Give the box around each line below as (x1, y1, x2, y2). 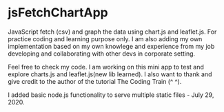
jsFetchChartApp (8, 5, 109, 21)
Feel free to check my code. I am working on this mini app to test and (8, 63, 204, 71)
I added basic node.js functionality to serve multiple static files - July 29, (8, 91, 214, 99)
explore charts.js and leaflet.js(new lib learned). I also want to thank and (8, 70, 212, 78)
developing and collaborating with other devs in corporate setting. (8, 49, 196, 58)
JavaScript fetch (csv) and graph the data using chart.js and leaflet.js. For (8, 27, 217, 36)
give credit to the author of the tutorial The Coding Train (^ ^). (8, 77, 182, 85)
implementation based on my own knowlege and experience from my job (8, 42, 215, 50)
